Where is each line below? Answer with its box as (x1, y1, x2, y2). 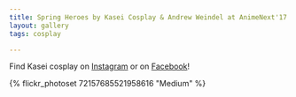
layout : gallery (9, 21, 69, 30)
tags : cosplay (9, 29, 62, 38)
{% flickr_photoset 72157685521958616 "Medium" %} (9, 78, 206, 89)
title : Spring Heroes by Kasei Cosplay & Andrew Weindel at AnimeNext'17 (9, 12, 288, 22)
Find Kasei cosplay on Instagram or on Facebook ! (9, 61, 191, 71)
